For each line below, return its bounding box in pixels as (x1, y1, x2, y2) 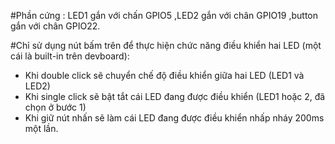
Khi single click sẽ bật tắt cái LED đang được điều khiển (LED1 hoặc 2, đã (24, 91, 326, 102)
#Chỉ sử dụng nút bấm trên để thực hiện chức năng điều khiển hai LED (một (10, 40, 322, 51)
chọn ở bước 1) (24, 101, 87, 113)
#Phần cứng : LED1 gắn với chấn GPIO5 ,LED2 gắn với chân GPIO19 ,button (10, 10, 318, 21)
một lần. (24, 123, 59, 134)
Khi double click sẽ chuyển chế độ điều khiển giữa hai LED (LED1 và (24, 70, 305, 81)
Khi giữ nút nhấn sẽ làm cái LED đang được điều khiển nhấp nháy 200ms (24, 112, 325, 124)
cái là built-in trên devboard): (10, 50, 130, 62)
